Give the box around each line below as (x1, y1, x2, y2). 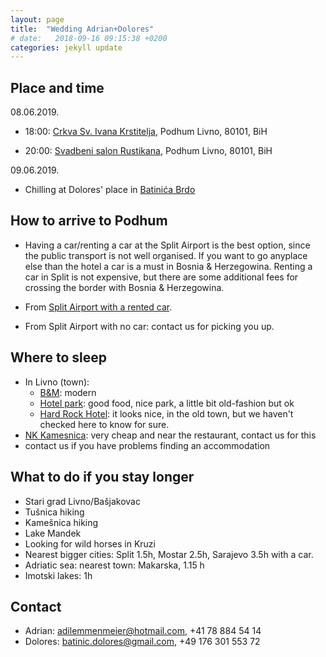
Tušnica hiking (24, 506, 85, 518)
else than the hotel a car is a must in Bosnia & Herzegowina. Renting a (24, 260, 313, 272)
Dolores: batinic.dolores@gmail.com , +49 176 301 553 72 (24, 636, 261, 648)
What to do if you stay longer (10, 469, 195, 486)
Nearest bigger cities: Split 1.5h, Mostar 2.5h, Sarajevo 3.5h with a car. (24, 548, 314, 560)
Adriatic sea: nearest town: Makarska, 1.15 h (24, 559, 205, 571)
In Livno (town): (24, 376, 90, 388)
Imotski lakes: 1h (24, 569, 93, 581)
